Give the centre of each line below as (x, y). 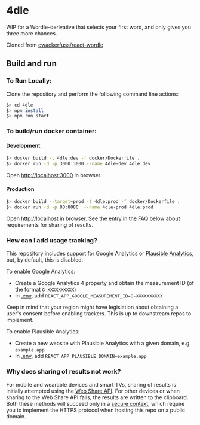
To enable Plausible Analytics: (43, 332)
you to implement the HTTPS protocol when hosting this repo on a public (96, 410)
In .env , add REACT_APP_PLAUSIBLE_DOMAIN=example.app (81, 356)
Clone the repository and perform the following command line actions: (93, 94)
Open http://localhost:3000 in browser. (54, 175)
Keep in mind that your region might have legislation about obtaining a (92, 307)
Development (23, 145)
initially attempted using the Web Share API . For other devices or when (93, 391)
